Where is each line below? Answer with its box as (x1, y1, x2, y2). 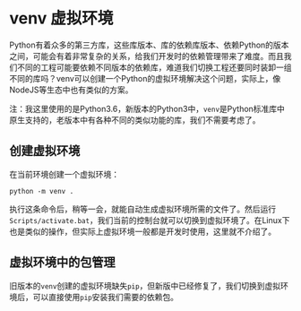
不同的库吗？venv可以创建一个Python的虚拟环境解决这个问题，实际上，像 (9, 73, 281, 83)
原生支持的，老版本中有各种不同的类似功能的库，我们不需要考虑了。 (9, 114, 261, 125)
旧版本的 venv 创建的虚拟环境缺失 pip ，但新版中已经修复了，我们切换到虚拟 (9, 280, 281, 291)
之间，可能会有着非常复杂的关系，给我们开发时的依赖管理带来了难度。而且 (9, 50, 284, 61)
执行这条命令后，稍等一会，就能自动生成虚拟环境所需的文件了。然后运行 (9, 203, 276, 214)
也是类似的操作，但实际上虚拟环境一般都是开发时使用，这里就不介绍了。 (9, 226, 276, 237)
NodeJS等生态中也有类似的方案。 (9, 84, 133, 95)
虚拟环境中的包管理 (9, 255, 116, 270)
